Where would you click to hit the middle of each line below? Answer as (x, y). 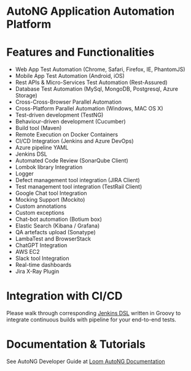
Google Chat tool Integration (51, 193)
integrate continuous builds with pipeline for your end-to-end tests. (92, 319)
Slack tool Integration (42, 258)
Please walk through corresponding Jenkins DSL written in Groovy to (94, 313)
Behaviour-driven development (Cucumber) (70, 121)
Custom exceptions (40, 213)
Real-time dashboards (43, 265)
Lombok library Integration (49, 167)
